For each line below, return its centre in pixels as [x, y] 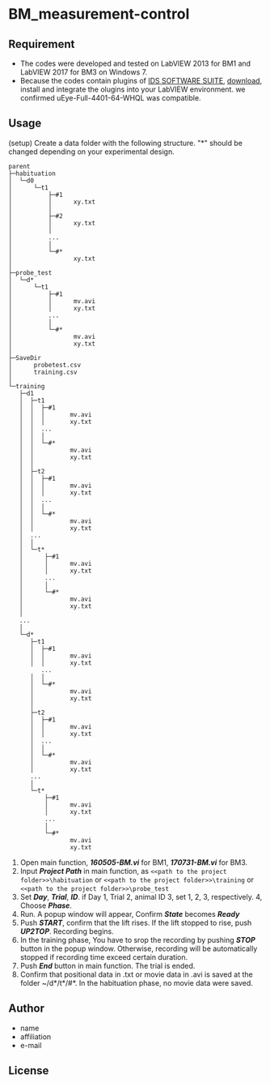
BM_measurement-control [99, 14]
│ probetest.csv [45, 365]
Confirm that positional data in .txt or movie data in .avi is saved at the [136, 974]
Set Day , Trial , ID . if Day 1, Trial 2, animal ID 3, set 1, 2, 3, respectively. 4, [141, 897]
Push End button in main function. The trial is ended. [108, 965]
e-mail [31, 1045]
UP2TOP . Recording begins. [67, 931]
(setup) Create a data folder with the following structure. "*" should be [125, 143]
